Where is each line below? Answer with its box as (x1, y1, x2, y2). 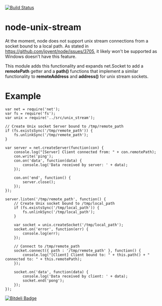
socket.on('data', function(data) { (14, 269, 89, 274)
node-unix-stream (5, 22, 82, 33)
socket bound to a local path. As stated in (5, 43, 89, 49)
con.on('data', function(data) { (14, 158, 82, 163)
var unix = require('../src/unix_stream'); (5, 115, 95, 120)
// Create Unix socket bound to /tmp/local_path (14, 201, 115, 206)
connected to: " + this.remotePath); (5, 257, 82, 261)
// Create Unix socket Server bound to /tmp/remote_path (5, 124, 124, 129)
